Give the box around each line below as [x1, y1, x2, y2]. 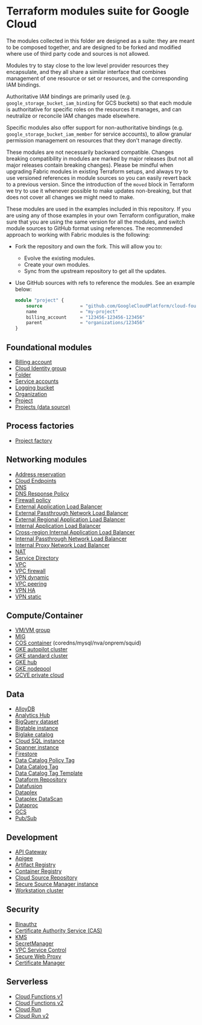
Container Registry [14, 867, 62, 875]
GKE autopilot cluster [14, 646, 68, 653]
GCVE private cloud [14, 671, 65, 679]
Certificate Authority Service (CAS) [14, 927, 103, 934]
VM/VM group [14, 626, 51, 634]
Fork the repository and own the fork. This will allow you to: [14, 242, 163, 250]
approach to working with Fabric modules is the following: [6, 231, 151, 238]
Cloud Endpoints [14, 477, 57, 484]
